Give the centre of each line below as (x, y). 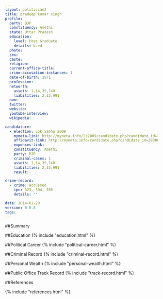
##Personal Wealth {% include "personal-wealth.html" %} (63, 264)
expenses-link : (29, 145)
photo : (16, 50)
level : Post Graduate (35, 41)
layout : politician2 (26, 9)
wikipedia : (20, 118)
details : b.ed (28, 46)
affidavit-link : (30, 141)
